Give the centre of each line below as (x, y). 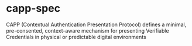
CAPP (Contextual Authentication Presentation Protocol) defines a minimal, (96, 24)
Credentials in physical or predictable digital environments (76, 37)
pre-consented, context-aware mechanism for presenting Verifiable (88, 30)
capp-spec (33, 8)
